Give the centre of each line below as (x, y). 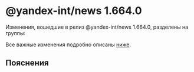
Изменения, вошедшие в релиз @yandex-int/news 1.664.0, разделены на (97, 27)
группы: (16, 33)
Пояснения (27, 63)
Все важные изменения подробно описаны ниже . (68, 44)
